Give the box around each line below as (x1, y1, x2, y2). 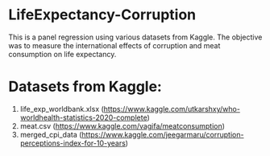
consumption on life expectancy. (8, 49, 117, 59)
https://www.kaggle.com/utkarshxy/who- (103, 104, 240, 113)
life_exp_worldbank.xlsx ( (19, 104, 105, 113)
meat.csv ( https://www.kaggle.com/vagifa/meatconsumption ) (19, 121, 226, 130)
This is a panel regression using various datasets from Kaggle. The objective (8, 32, 263, 42)
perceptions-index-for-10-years (19, 138, 127, 148)
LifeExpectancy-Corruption (8, 6, 197, 24)
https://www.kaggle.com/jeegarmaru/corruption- (81, 129, 244, 139)
